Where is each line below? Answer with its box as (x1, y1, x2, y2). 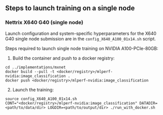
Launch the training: (12, 86, 54, 92)
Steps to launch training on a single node (5, 4, 135, 12)
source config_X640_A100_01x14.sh (5, 96, 77, 101)
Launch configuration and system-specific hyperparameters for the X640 (5, 30, 156, 36)
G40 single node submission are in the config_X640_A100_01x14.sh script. (5, 35, 156, 41)
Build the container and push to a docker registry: (12, 55, 115, 61)
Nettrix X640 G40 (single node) (5, 19, 83, 26)
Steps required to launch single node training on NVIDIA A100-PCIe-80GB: (5, 45, 158, 51)
